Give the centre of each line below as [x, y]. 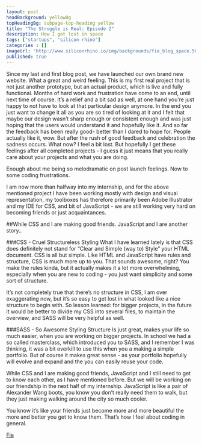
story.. [14, 230]
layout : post [23, 12]
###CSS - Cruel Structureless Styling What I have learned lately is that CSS [100, 242]
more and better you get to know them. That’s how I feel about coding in [96, 417]
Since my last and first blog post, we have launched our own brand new [95, 73]
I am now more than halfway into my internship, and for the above [88, 187]
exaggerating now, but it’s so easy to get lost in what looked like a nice [93, 298]
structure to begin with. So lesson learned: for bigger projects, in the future [99, 305]
